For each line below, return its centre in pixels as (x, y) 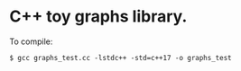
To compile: (31, 41)
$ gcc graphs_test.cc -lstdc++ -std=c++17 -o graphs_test (120, 58)
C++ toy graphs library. (98, 17)
